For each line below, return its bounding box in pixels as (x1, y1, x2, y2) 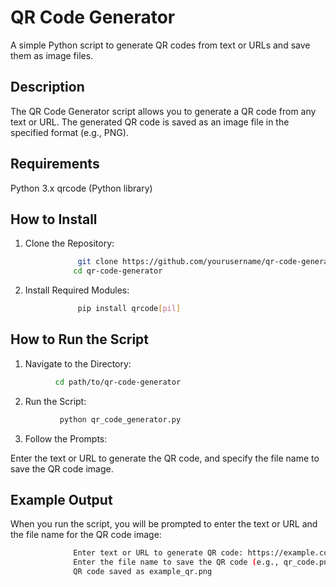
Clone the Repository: (24, 237, 115, 250)
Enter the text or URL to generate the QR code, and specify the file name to (10, 452, 320, 464)
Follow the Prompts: (24, 432, 108, 445)
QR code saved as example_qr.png (73, 567, 213, 577)
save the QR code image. (10, 462, 114, 475)
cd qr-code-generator (73, 266, 163, 276)
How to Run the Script (10, 331, 150, 348)
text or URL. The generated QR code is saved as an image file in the (10, 116, 290, 128)
